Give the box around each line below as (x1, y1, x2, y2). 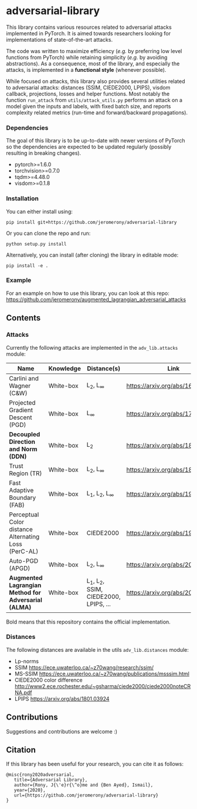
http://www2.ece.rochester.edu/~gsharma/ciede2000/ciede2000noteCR (14, 682, 191, 689)
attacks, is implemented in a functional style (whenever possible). (6, 66, 167, 73)
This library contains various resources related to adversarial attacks (6, 24, 172, 31)
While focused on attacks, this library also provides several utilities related (6, 78, 186, 85)
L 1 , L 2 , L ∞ (86, 489, 114, 499)
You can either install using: (6, 208, 73, 215)
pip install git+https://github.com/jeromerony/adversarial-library (6, 219, 177, 225)
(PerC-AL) (9, 547, 39, 555)
